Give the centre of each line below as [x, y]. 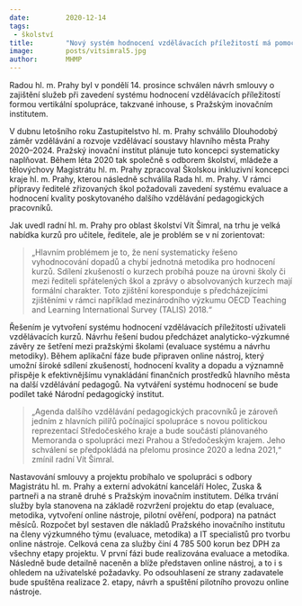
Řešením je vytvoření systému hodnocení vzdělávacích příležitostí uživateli [147, 327]
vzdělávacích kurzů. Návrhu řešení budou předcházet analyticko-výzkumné [150, 337]
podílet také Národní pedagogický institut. [87, 394]
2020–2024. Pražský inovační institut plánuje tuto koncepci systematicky [145, 150]
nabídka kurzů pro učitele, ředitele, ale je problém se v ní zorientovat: [137, 235]
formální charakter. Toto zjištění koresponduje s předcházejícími [149, 290]
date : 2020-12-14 [58, 18]
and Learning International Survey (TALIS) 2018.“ [122, 310]
